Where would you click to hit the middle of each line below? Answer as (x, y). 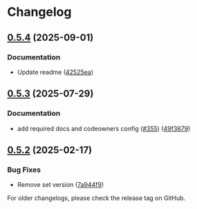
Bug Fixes (24, 170)
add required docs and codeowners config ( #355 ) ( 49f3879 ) (104, 128)
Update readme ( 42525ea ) (55, 72)
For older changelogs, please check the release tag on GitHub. (96, 198)
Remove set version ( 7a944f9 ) (60, 185)
